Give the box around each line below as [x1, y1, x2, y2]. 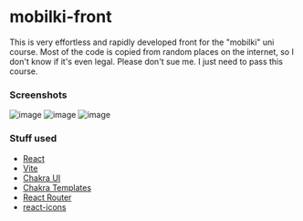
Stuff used [9, 132, 57, 145]
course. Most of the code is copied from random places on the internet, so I [9, 46, 295, 57]
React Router [22, 192, 72, 203]
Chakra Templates [22, 182, 92, 193]
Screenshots [9, 89, 68, 101]
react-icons [22, 201, 67, 212]
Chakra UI [22, 172, 61, 184]
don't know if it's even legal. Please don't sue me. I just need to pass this [9, 56, 283, 67]
